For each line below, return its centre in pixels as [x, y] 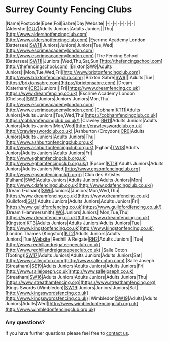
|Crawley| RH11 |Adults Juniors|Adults [119, 120]
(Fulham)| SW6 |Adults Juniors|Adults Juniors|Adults [59, 180]
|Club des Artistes [102, 174]
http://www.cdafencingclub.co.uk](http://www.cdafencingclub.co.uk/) [80, 185]
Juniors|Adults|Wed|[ [27, 303]
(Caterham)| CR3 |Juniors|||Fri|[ [37, 88]
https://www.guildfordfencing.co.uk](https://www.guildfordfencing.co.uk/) [84, 207]
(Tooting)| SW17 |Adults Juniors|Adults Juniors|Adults [60, 255]
